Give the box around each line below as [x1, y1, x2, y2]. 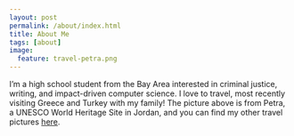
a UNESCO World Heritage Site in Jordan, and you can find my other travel [9, 108, 283, 117]
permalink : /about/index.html [9, 21, 122, 30]
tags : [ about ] [9, 37, 62, 47]
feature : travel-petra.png [17, 54, 118, 63]
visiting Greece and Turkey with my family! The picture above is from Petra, [9, 98, 286, 108]
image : [9, 46, 34, 55]
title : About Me [9, 29, 69, 38]
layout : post [9, 12, 58, 22]
